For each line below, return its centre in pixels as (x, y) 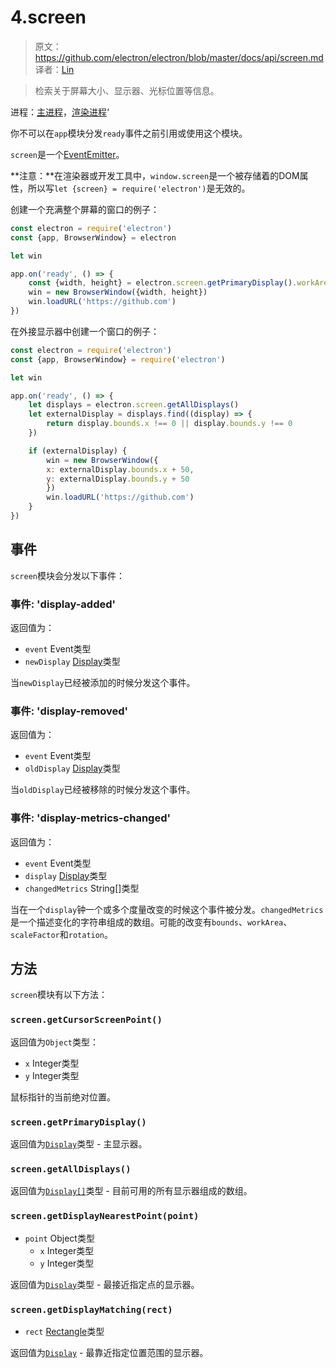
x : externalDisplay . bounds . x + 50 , (120, 469)
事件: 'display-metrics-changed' (91, 818)
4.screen (48, 17)
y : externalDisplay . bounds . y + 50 (118, 479)
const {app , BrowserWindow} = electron (93, 237)
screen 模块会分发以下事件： (67, 575)
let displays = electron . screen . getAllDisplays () (134, 405)
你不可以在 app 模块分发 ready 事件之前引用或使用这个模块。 (129, 133)
